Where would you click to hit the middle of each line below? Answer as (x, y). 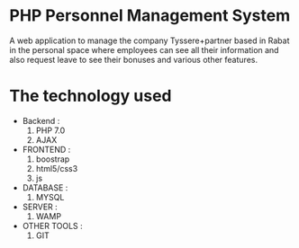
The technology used (91, 96)
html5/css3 (57, 168)
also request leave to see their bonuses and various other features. (134, 59)
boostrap (53, 159)
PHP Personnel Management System (150, 16)
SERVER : (40, 207)
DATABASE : (45, 187)
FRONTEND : (46, 149)
